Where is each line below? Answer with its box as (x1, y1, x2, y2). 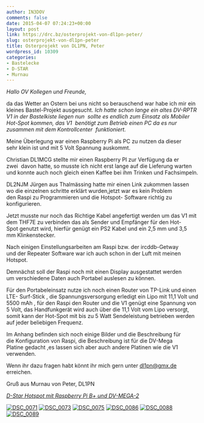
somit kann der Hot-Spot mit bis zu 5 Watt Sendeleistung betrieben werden (6, 313, 195, 320)
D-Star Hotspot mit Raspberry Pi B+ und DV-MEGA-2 (6, 392, 139, 400)
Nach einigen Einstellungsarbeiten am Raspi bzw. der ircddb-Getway (6, 244, 179, 251)
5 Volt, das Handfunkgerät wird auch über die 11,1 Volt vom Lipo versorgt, (6, 306, 189, 313)
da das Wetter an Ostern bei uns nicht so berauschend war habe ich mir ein (6, 100, 196, 107)
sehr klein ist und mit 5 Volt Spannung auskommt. (6, 144, 131, 151)
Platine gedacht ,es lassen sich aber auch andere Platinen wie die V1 (6, 344, 178, 351)
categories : (6, 54, 37, 60)
